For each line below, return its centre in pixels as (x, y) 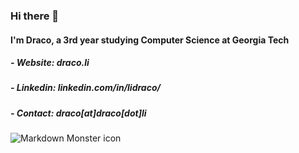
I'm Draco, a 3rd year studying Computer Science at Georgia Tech (150, 40)
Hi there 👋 (35, 16)
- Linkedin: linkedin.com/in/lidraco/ (85, 88)
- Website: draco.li (50, 63)
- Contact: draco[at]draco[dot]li (78, 113)
